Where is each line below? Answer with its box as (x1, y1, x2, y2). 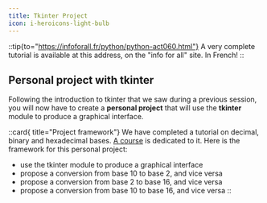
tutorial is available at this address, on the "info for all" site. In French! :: (8, 50, 244, 60)
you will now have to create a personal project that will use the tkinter (8, 103, 242, 113)
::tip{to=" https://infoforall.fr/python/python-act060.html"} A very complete (8, 41, 256, 51)
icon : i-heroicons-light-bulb (8, 19, 110, 27)
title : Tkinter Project (8, 11, 88, 20)
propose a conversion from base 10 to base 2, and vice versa (19, 168, 223, 178)
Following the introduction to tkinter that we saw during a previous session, (8, 94, 257, 105)
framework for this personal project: (8, 144, 128, 154)
